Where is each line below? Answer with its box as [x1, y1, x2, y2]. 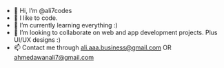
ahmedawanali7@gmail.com [13, 54, 94, 61]
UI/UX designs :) [13, 36, 61, 44]
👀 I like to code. [13, 14, 58, 22]
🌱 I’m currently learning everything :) [13, 21, 119, 29]
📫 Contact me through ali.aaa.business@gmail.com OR [13, 43, 172, 52]
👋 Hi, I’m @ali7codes [13, 7, 72, 14]
